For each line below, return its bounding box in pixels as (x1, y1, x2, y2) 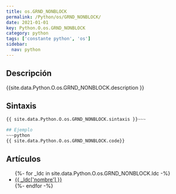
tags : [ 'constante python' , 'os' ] (6, 36, 91, 42)
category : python (6, 30, 49, 36)
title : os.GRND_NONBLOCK (6, 8, 67, 15)
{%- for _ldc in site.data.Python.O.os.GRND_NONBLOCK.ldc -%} (14, 169, 171, 176)
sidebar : (6, 42, 28, 47)
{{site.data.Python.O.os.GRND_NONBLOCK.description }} (6, 84, 144, 91)
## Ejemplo (6, 127, 33, 133)
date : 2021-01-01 (6, 19, 49, 25)
